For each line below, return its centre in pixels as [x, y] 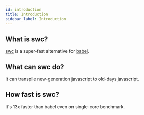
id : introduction [23, 10]
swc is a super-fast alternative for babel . [47, 51]
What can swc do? [35, 67]
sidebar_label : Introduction [36, 19]
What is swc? [27, 39]
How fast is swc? [32, 95]
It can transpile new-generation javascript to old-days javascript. [72, 79]
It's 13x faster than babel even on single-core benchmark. [65, 107]
